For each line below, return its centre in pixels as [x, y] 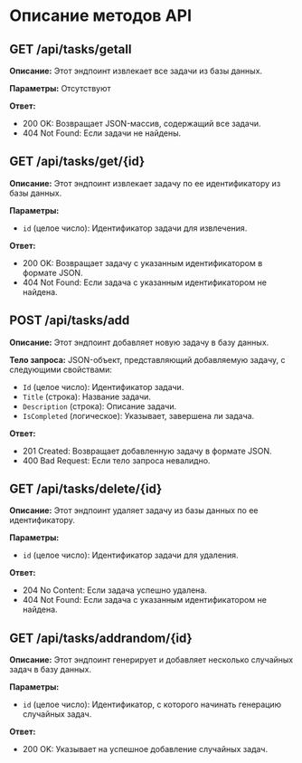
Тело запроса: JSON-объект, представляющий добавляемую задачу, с [148, 359]
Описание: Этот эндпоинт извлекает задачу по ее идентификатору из [145, 183]
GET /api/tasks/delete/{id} [86, 489]
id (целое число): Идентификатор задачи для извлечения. [135, 228]
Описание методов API [101, 16]
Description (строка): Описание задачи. [99, 406]
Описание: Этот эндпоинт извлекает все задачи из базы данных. [136, 71]
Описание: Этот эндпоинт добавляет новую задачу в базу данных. [139, 342]
